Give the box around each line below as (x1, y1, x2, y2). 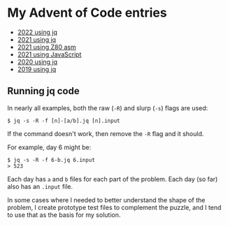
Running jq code (7, 85, 80, 97)
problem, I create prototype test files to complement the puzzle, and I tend (7, 203, 222, 211)
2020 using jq (17, 57, 58, 66)
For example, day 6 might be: (7, 143, 92, 151)
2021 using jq (17, 35, 57, 43)
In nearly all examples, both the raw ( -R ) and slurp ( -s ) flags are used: (7, 103, 208, 112)
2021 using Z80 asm (17, 43, 76, 51)
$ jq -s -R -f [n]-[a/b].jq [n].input (7, 117, 120, 124)
